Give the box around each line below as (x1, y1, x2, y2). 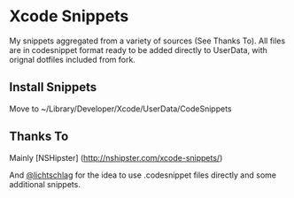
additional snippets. (9, 179, 81, 189)
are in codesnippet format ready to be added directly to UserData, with (9, 44, 268, 55)
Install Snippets (9, 80, 97, 95)
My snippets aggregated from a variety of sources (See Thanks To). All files (9, 35, 286, 46)
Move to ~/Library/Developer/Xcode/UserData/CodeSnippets (9, 103, 232, 114)
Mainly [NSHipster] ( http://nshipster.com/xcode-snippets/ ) (9, 152, 223, 163)
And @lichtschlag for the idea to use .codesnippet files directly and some (9, 170, 277, 180)
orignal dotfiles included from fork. (9, 54, 135, 65)
